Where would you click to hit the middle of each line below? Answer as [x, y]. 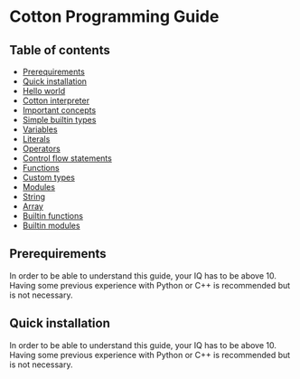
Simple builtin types [59, 120]
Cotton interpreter [56, 100]
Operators [41, 148]
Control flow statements [67, 158]
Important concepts [59, 110]
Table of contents [60, 50]
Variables [40, 129]
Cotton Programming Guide [114, 17]
